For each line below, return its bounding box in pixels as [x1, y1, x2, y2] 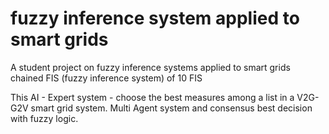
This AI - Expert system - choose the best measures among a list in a [10, 91, 295, 103]
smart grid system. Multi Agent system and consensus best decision [30, 102, 313, 114]
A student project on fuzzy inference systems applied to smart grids [10, 61, 291, 73]
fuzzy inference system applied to [10, 7, 300, 30]
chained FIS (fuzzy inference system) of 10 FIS [10, 72, 203, 84]
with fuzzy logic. [10, 112, 79, 124]
